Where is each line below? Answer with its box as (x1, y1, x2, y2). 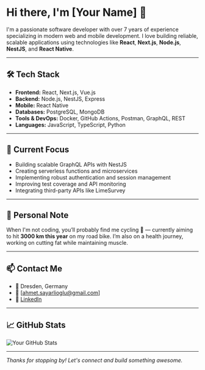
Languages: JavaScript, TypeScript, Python (15, 121, 126, 128)
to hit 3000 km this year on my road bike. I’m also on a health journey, (6, 233, 184, 240)
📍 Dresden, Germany (15, 283, 68, 290)
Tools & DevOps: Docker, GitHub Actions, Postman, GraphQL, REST (15, 114, 186, 122)
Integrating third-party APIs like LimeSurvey (15, 186, 126, 194)
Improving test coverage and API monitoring (15, 180, 126, 187)
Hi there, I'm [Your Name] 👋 (6, 5, 147, 20)
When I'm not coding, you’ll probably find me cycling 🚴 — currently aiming (6, 226, 193, 234)
